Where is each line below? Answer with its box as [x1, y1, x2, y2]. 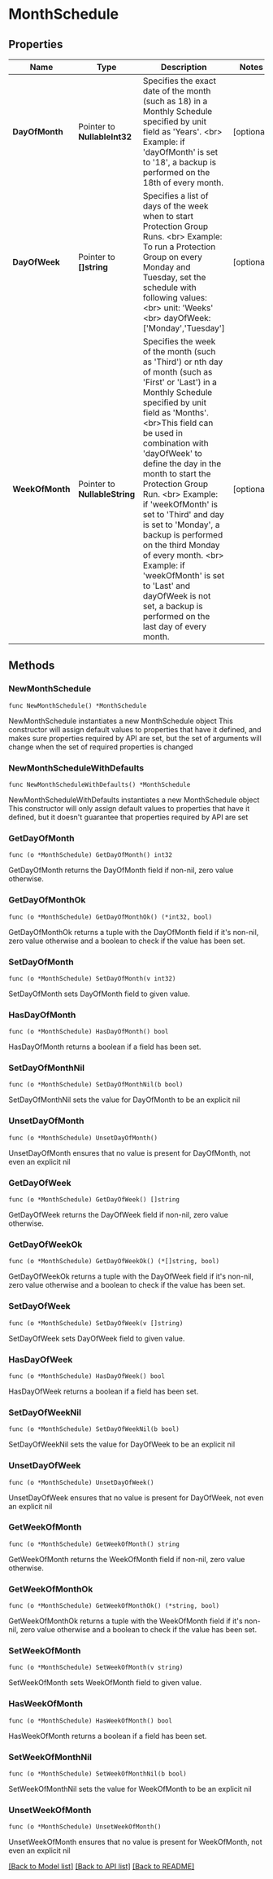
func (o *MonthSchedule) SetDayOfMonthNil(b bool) [8, 1081, 184, 1089]
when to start [142, 211, 193, 222]
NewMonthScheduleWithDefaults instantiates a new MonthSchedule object [8, 795, 260, 805]
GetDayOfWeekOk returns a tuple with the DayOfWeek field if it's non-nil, [8, 1271, 254, 1281]
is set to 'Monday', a [142, 519, 220, 530]
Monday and [142, 261, 191, 273]
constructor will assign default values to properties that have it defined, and [8, 724, 262, 734]
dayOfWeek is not [142, 590, 211, 601]
